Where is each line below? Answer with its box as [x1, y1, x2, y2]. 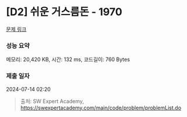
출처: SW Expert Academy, [20, 97, 84, 105]
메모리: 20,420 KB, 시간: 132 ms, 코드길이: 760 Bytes [6, 56, 130, 63]
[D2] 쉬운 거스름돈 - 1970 [6, 5, 123, 19]
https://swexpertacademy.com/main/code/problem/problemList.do [20, 104, 182, 111]
